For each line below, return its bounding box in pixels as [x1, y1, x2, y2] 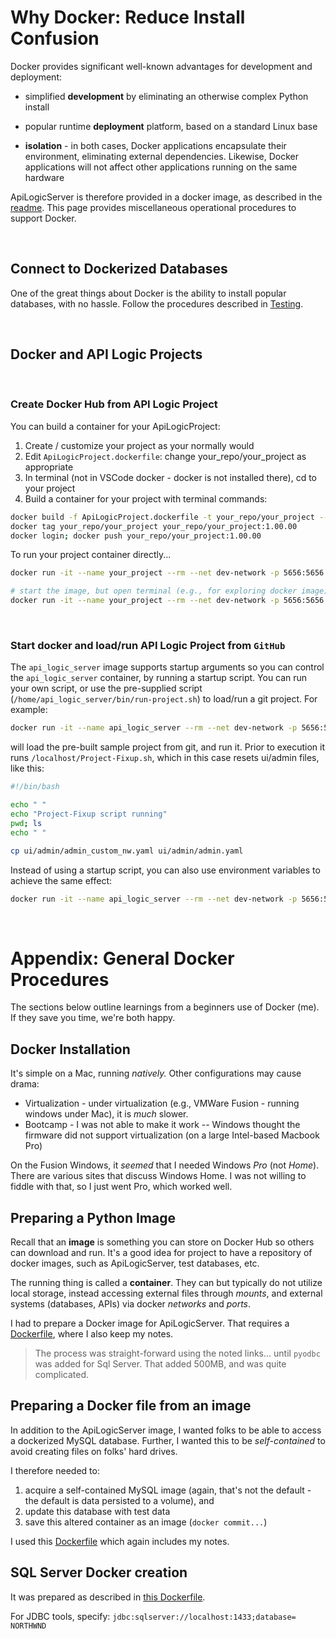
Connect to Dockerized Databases [10, 261, 228, 278]
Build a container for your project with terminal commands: [24, 492, 268, 505]
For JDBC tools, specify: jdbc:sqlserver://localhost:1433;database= [10, 1610, 297, 1622]
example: [10, 704, 48, 716]
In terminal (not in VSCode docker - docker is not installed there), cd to [24, 471, 317, 483]
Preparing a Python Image [10, 1209, 176, 1226]
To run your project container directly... [10, 549, 172, 561]
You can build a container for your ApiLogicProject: [10, 420, 221, 432]
